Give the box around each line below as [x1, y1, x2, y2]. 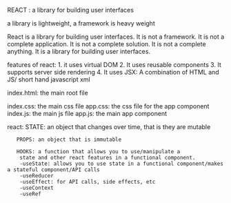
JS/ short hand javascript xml [7, 75, 91, 84]
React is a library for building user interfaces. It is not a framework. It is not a [7, 32, 225, 41]
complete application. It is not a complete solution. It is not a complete [7, 40, 206, 48]
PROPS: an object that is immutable [16, 136, 122, 143]
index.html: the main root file [7, 89, 88, 97]
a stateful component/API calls [7, 166, 100, 173]
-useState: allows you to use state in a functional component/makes [19, 160, 224, 167]
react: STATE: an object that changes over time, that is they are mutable [7, 123, 211, 130]
